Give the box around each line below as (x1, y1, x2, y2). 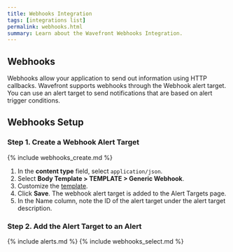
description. (17, 204, 52, 212)
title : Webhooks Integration (7, 10, 92, 17)
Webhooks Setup (7, 117, 84, 128)
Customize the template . (17, 181, 89, 190)
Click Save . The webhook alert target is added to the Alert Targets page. (17, 189, 227, 198)
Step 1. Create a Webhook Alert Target (7, 138, 140, 147)
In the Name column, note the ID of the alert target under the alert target (17, 196, 226, 205)
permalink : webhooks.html (7, 23, 83, 30)
